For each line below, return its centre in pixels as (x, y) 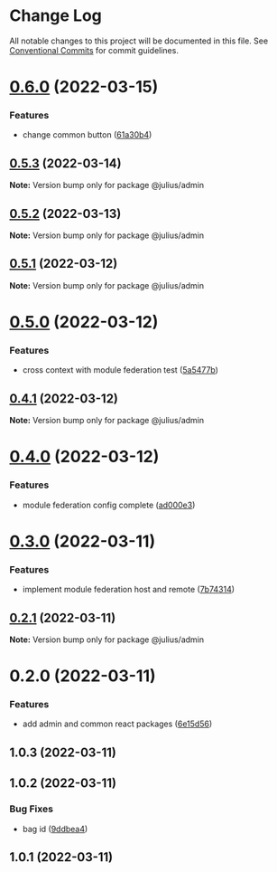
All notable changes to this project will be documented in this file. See (139, 41)
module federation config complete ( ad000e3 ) (109, 505)
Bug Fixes (32, 809)
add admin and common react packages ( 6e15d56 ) (117, 724)
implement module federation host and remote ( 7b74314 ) (129, 590)
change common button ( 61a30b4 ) (87, 135)
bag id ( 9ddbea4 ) (55, 829)
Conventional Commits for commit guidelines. (94, 50)
